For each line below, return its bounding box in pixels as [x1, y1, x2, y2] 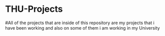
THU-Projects [5, 3, 63, 15]
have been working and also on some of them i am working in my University [5, 25, 160, 31]
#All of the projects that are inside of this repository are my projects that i [5, 20, 155, 26]
